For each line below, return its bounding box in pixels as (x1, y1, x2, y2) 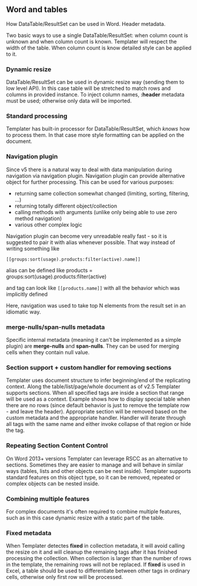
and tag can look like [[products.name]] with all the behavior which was (6, 284, 181, 291)
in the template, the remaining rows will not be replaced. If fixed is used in (6, 561, 186, 568)
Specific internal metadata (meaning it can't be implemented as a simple (6, 337, 181, 343)
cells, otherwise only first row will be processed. (6, 574, 123, 581)
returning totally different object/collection (14, 202, 118, 209)
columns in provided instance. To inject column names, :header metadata (6, 91, 185, 98)
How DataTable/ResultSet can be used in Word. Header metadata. (6, 20, 166, 27)
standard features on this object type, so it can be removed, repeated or (6, 474, 181, 481)
